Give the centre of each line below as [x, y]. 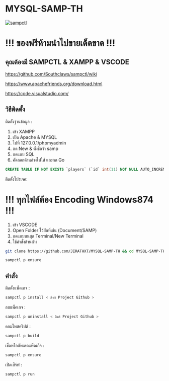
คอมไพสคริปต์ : [18, 326]
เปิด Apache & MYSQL [35, 137]
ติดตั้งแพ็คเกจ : [18, 288]
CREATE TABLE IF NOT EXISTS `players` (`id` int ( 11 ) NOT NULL [72, 169]
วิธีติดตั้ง [15, 109]
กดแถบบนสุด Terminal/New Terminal [48, 236]
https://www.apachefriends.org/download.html [54, 84]
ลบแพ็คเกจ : [16, 307]
